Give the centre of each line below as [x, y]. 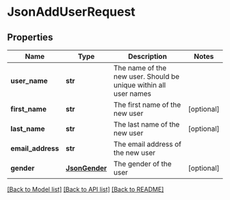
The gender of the [143, 164]
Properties [30, 37]
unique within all [140, 85]
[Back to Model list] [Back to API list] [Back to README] [86, 189]
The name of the [140, 68]
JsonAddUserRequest [71, 12]
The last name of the [146, 124]
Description [148, 57]
